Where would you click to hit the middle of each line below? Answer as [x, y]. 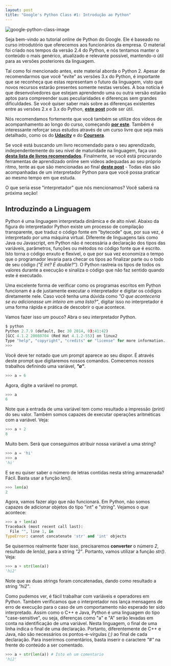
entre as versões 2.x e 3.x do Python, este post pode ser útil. [70, 109]
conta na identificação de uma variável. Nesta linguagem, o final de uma [81, 623]
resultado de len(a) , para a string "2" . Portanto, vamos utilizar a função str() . [86, 551]
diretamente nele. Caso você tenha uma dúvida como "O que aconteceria [83, 296]
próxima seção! [21, 193]
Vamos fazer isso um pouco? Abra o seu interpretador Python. [71, 317]
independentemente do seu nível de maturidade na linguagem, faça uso [81, 150]
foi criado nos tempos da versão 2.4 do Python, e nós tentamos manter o [82, 50]
